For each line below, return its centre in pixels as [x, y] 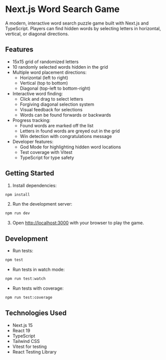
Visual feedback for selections [51, 109]
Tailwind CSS [26, 341]
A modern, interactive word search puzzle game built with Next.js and [77, 23]
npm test [14, 260]
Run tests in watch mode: [38, 269]
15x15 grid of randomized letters [45, 62]
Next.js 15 [22, 325]
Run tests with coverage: [38, 288]
